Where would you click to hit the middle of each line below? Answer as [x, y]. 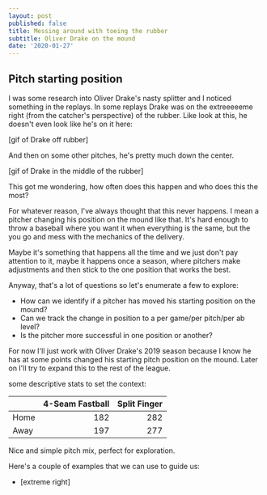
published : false [38, 23]
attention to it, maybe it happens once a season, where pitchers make [125, 260]
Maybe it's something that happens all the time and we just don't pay [123, 252]
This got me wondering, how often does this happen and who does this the [133, 186]
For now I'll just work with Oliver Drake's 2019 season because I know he [130, 351]
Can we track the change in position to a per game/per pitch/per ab [132, 318]
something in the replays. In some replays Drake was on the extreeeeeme [131, 107]
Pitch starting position [66, 79]
